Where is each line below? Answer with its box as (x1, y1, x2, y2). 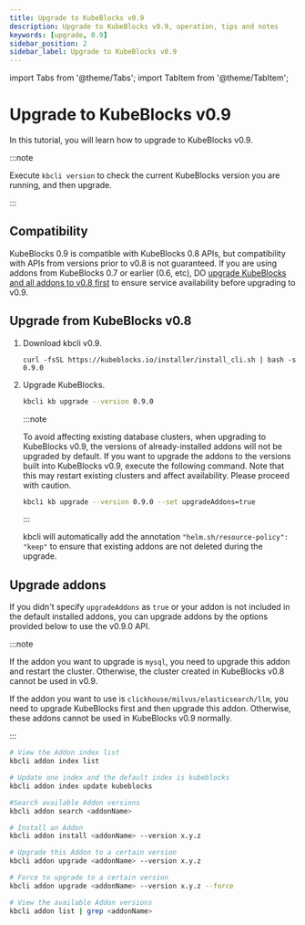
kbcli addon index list (9, 757, 100, 766)
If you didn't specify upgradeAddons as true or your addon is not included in (9, 602, 290, 613)
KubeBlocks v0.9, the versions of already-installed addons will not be (22, 440, 282, 452)
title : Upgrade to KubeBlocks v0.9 (9, 13, 145, 23)
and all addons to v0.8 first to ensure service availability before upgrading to (9, 277, 296, 288)
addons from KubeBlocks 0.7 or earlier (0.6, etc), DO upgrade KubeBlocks (9, 267, 287, 279)
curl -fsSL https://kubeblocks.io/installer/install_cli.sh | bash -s (22, 355, 297, 364)
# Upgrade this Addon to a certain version (9, 848, 178, 857)
